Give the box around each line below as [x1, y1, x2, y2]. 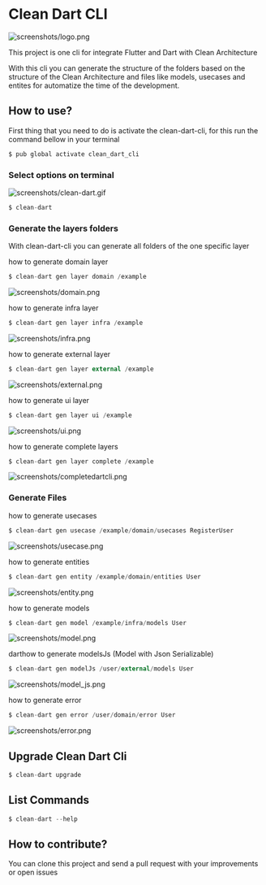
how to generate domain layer [8, 257, 109, 267]
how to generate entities [8, 557, 90, 566]
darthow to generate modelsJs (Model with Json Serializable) [8, 649, 214, 659]
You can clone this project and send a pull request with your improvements [8, 859, 259, 869]
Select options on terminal [8, 169, 115, 180]
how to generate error [8, 696, 82, 705]
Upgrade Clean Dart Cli [8, 749, 127, 763]
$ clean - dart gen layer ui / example [8, 411, 132, 419]
